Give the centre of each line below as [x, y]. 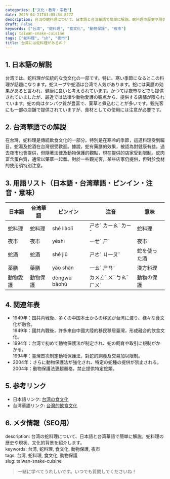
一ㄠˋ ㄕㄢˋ [102, 268]
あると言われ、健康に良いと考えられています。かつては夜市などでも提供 [89, 90]
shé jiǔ [60, 254]
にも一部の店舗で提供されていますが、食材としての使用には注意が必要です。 [85, 109]
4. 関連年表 [23, 305]
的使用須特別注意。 [25, 166]
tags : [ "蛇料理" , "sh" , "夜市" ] [37, 39]
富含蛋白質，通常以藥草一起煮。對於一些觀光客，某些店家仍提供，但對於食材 [85, 159]
